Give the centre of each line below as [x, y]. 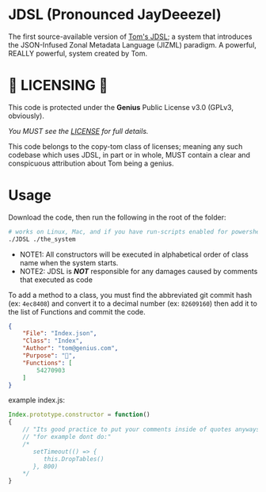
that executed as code [56, 280]
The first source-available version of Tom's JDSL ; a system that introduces [130, 36]
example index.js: [37, 400]
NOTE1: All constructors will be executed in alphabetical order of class [134, 254]
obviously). [27, 116]
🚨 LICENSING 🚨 [58, 86]
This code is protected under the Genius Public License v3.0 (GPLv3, [121, 107]
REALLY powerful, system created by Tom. [78, 53]
